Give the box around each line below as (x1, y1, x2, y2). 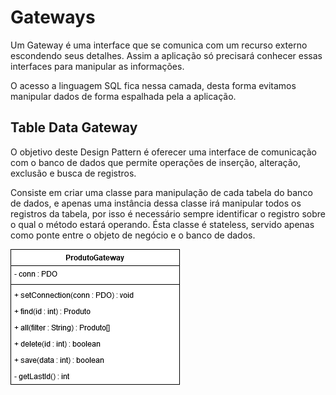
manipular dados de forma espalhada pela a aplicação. (10, 90, 237, 102)
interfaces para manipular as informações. (10, 60, 185, 72)
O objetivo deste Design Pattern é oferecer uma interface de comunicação (10, 146, 317, 158)
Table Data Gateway (10, 119, 138, 136)
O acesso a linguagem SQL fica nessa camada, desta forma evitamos (10, 79, 297, 91)
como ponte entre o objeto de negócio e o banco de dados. (10, 229, 256, 241)
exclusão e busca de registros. (10, 167, 137, 179)
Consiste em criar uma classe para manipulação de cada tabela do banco (10, 186, 313, 198)
